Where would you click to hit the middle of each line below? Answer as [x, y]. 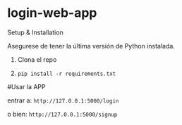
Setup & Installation [35, 32]
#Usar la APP [26, 86]
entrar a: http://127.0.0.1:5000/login [63, 100]
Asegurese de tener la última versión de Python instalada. [91, 46]
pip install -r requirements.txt [67, 74]
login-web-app [52, 13]
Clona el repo [37, 59]
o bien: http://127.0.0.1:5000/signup [62, 114]
